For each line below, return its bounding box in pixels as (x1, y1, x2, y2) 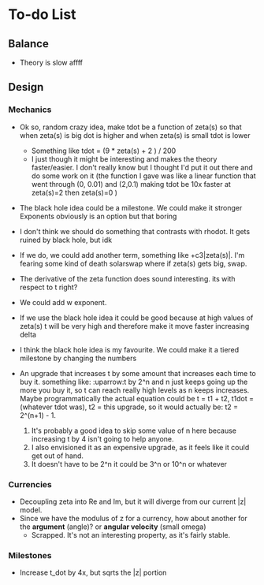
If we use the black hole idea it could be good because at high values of (19, 313, 254, 322)
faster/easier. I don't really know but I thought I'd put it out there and (31, 162, 254, 172)
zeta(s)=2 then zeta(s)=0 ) (31, 188, 118, 197)
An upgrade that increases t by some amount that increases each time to (19, 368, 256, 378)
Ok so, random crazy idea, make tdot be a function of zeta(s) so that (19, 122, 242, 132)
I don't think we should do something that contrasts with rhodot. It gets (19, 226, 251, 236)
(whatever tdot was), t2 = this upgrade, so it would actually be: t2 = (19, 402, 239, 412)
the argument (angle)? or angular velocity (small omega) (19, 522, 206, 531)
